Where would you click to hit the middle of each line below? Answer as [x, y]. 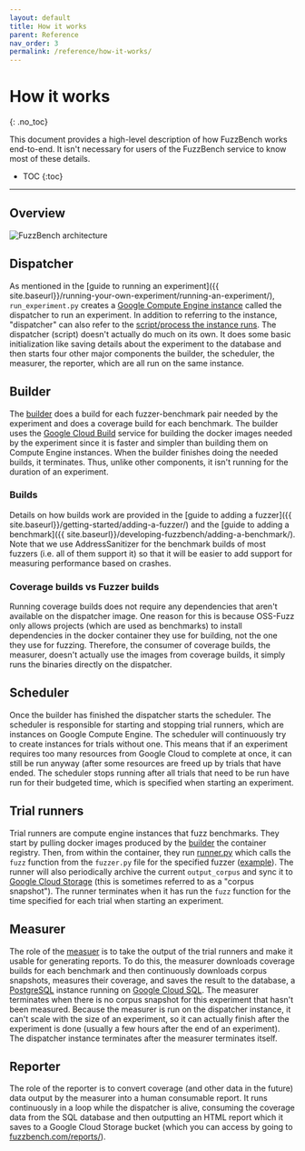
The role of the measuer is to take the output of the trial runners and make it [151, 951]
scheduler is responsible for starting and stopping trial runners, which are [147, 725]
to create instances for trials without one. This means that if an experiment [149, 744]
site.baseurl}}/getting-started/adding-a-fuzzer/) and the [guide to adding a [149, 525]
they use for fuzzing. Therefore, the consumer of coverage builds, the [140, 646]
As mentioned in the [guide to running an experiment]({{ [114, 285]
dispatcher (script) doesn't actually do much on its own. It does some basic [150, 334]
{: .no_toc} [29, 122]
